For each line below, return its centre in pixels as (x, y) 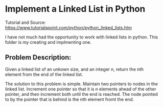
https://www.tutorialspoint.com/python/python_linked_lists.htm (69, 27)
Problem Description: (38, 58)
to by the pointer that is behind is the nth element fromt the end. (70, 99)
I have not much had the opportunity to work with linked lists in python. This (81, 37)
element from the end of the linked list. (44, 74)
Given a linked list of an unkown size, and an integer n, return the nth (74, 69)
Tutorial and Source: (25, 22)
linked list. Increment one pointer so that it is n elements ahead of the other (81, 89)
